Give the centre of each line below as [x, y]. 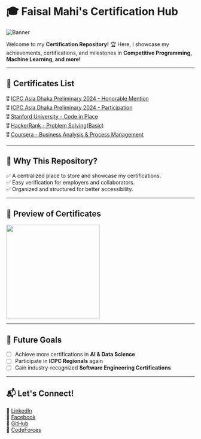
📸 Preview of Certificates [54, 214]
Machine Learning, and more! [44, 59]
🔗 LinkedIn [19, 411]
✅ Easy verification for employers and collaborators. [71, 182]
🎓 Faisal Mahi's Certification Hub [92, 12]
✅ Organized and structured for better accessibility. [70, 189]
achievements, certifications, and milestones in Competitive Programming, [99, 53]
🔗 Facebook [21, 417]
